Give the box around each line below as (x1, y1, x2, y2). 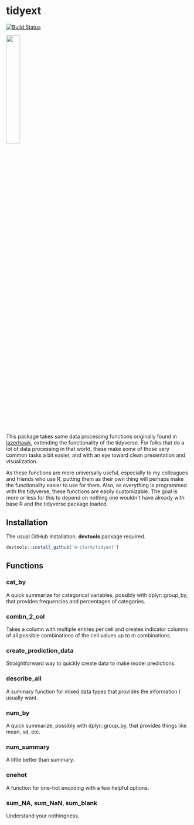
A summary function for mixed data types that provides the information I (6, 688, 181, 695)
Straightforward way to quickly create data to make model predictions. (6, 660, 176, 667)
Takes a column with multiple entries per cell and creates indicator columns (6, 626, 189, 633)
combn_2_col (6, 612, 45, 620)
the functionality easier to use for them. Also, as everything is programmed (6, 482, 188, 489)
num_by (6, 708, 30, 717)
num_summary (6, 743, 50, 751)
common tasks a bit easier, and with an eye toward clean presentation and (6, 451, 186, 459)
